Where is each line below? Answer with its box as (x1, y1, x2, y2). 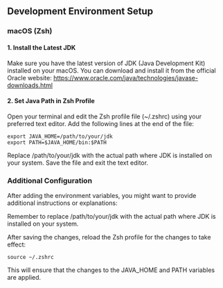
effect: (7, 240, 26, 249)
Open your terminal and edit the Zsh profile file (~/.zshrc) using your (7, 112, 202, 120)
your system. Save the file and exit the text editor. (7, 159, 149, 167)
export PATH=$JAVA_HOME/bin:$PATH (7, 138, 107, 146)
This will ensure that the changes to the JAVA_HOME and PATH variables (7, 266, 215, 274)
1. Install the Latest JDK (7, 43, 76, 51)
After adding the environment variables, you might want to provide (7, 192, 197, 200)
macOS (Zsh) (7, 26, 53, 36)
